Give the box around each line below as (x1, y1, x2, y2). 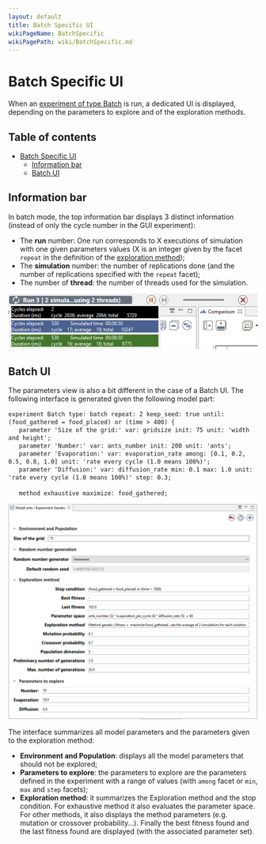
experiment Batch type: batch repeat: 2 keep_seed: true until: (8, 411, 225, 418)
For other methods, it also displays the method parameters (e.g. (19, 810, 228, 819)
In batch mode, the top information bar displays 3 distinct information (8, 212, 234, 221)
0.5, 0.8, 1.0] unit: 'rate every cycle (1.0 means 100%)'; (8, 458, 211, 466)
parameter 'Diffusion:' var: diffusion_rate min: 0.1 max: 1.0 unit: (18, 466, 253, 474)
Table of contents (8, 131, 97, 144)
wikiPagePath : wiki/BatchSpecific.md (8, 38, 133, 46)
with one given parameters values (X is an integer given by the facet (19, 244, 243, 253)
